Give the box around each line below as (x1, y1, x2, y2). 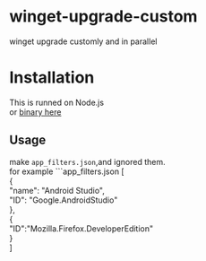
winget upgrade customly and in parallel (9, 36, 158, 47)
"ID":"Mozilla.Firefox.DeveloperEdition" (9, 222, 154, 234)
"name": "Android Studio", (9, 185, 106, 196)
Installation (9, 67, 95, 88)
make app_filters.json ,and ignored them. (9, 156, 166, 167)
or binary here (9, 106, 62, 117)
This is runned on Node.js (9, 97, 105, 108)
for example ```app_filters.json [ (9, 166, 124, 177)
